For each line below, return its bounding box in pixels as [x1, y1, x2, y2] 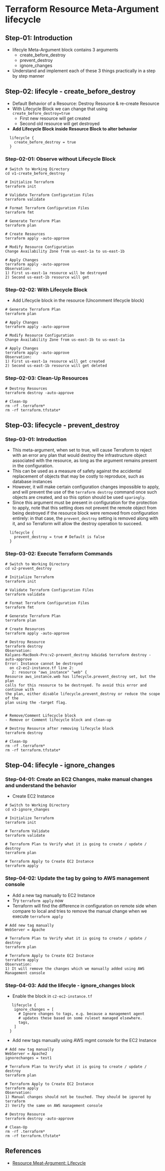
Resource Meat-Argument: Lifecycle [12, 1160, 86, 1166]
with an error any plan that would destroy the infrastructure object [12, 452, 147, 458]
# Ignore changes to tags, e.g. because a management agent [18, 1011, 145, 1016]
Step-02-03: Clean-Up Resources [5, 375, 88, 382]
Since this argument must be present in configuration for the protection [12, 499, 158, 505]
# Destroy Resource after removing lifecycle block [5, 726, 114, 731]
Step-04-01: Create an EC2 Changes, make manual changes [5, 776, 153, 782]
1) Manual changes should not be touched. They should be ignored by [5, 1094, 152, 1099]
